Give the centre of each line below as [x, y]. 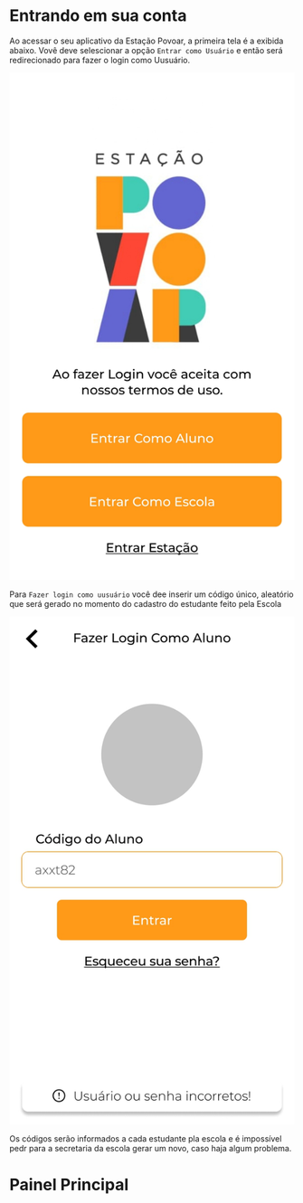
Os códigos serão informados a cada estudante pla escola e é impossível [146, 1139]
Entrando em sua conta [98, 16]
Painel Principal [69, 1185]
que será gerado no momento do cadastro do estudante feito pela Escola [146, 604]
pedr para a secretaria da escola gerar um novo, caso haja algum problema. [151, 1149]
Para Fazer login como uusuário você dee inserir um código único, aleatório [151, 594]
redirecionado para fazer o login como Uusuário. [100, 60]
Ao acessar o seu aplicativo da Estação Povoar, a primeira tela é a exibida [147, 41]
